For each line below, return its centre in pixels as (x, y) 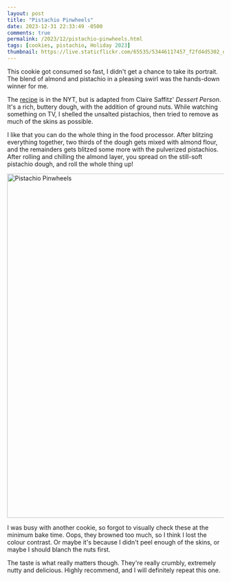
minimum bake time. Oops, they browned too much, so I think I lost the (107, 535)
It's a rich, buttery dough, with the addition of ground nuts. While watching (113, 107)
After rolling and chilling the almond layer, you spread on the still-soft (105, 156)
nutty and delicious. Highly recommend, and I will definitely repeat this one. (114, 570)
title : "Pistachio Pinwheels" (51, 20)
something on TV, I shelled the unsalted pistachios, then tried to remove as (113, 114)
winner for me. (28, 86)
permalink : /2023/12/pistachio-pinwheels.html (75, 39)
